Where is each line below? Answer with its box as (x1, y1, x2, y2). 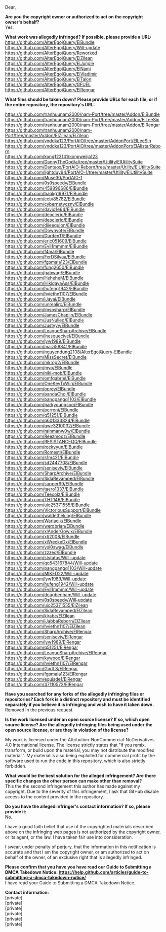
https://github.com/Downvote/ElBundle (5, 228, 84, 233)
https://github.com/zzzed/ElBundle (5, 549, 77, 555)
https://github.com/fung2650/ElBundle (5, 264, 84, 270)
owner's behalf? (5, 19, 40, 25)
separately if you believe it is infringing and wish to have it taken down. (5, 701, 154, 707)
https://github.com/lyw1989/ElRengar (5, 639, 82, 645)
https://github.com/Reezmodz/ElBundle (5, 433, 85, 439)
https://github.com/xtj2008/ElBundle (5, 534, 80, 540)
